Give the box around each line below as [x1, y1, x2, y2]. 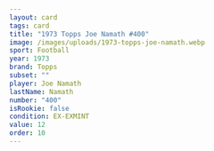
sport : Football [9, 46, 70, 55]
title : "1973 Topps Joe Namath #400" [9, 29, 150, 38]
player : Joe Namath [9, 79, 82, 88]
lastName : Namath [9, 87, 74, 96]
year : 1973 [9, 54, 50, 63]
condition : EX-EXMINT [9, 112, 90, 121]
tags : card [9, 21, 50, 30]
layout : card [9, 12, 58, 22]
